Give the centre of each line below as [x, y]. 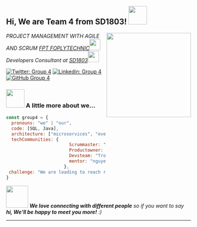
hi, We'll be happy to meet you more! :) [54, 212]
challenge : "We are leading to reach [55, 172]
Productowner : [86, 150]
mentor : [78, 161]
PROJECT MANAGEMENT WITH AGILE [53, 36]
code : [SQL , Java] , [35, 128]
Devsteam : [81, 156]
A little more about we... [60, 105]
